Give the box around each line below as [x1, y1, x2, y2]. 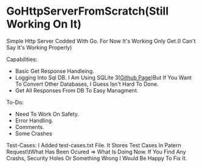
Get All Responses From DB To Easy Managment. [15, 86, 139, 94]
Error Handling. [15, 117, 54, 124]
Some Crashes [15, 130, 53, 137]
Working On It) [6, 17, 82, 31]
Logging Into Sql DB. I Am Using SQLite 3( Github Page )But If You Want [15, 74, 192, 81]
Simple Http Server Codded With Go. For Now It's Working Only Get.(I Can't [6, 37, 196, 44]
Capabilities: [6, 55, 38, 63]
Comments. [15, 123, 44, 130]
